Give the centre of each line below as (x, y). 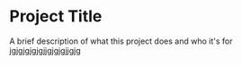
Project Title (56, 16)
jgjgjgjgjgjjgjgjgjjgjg (45, 50)
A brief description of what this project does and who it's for (121, 41)
